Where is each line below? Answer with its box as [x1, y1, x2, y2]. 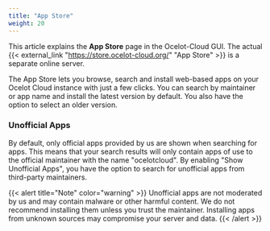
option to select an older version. [8, 100, 118, 109]
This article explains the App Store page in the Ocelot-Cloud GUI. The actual [8, 41, 263, 51]
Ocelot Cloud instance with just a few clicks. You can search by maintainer [8, 82, 256, 93]
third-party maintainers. [8, 172, 87, 182]
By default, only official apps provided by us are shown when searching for [8, 138, 258, 147]
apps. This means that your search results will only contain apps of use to [8, 146, 253, 156]
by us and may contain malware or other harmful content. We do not [8, 196, 235, 206]
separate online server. [8, 58, 85, 68]
